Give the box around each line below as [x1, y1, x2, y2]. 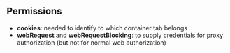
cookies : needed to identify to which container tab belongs [16, 23, 188, 32]
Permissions [6, 6, 62, 17]
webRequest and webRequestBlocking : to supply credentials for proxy [16, 31, 224, 39]
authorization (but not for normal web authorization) [16, 38, 167, 47]
